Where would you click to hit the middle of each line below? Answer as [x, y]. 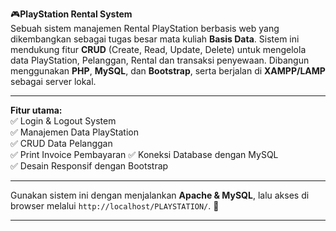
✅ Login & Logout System [63, 121]
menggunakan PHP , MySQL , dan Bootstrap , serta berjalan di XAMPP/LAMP [168, 71]
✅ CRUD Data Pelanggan [61, 143]
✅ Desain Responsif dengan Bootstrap [89, 166]
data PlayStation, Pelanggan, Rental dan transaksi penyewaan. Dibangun [160, 60]
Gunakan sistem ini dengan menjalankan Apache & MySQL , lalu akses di [160, 195]
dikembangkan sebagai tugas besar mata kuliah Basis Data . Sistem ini [155, 39]
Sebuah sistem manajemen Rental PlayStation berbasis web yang [145, 28]
